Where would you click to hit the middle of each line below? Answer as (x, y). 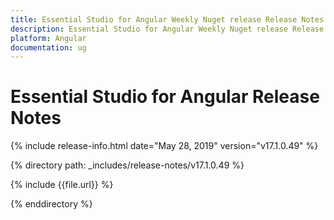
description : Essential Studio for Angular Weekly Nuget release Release (167, 29)
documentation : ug (48, 47)
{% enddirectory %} (51, 204)
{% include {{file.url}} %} (62, 185)
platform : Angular (48, 38)
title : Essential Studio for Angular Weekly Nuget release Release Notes (167, 19)
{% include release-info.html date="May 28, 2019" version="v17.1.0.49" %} (164, 146)
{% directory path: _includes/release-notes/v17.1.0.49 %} (127, 165)
